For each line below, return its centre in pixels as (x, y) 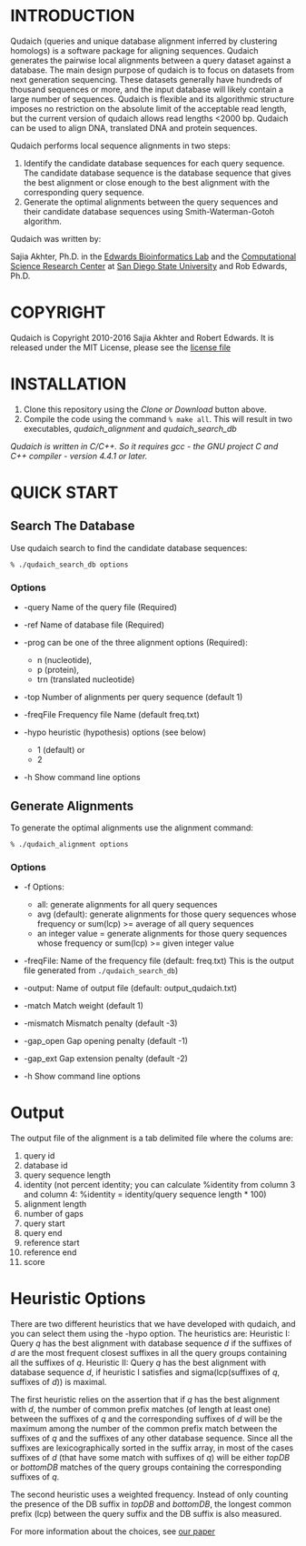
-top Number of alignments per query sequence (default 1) (133, 698)
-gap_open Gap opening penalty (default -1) (106, 1041)
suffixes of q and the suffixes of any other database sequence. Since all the (152, 1439)
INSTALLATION (68, 384)
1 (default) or (61, 750)
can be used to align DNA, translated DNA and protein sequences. (134, 127)
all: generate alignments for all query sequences (127, 905)
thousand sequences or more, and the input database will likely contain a (147, 89)
